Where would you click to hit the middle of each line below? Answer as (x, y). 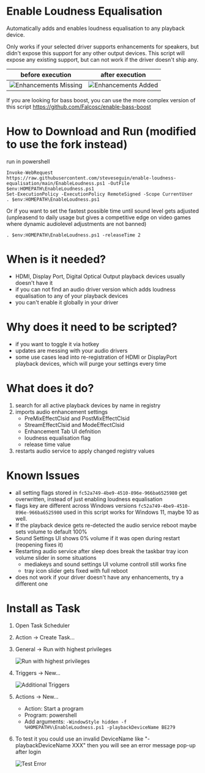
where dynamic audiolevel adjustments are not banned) (76, 224)
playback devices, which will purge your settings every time (91, 363)
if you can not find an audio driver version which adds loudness (95, 289)
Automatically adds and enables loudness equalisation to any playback (95, 28)
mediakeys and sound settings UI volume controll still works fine (105, 564)
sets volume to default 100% (51, 532)
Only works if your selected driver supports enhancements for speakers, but (102, 47)
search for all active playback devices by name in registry (88, 405)
